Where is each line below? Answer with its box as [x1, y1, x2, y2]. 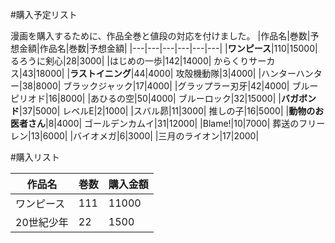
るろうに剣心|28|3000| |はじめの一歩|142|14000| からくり [10, 55, 250, 67]
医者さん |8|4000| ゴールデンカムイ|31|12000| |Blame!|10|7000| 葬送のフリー [10, 118, 326, 129]
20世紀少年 [15, 216, 69, 229]
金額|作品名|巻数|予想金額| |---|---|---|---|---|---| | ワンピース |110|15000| [18, 43, 318, 54]
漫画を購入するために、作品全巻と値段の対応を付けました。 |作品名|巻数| [10, 30, 311, 42]
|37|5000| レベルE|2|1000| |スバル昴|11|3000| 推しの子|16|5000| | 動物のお [19, 105, 325, 117]
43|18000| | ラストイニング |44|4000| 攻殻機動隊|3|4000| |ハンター [21, 68, 297, 79]
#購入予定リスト [10, 9, 78, 20]
